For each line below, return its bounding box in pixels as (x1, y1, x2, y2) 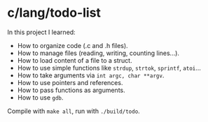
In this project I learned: (7, 28, 76, 36)
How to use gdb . (17, 93, 64, 102)
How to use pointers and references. (17, 78, 123, 86)
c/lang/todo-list (7, 5, 102, 21)
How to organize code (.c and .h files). (17, 41, 128, 49)
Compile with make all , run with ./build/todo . (7, 107, 140, 115)
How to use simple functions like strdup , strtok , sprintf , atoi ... (17, 63, 202, 72)
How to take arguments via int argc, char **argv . (17, 71, 165, 79)
